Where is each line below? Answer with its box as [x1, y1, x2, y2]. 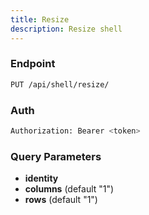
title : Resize [10, 14, 70, 25]
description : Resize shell [10, 24, 123, 34]
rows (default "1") [24, 194, 98, 206]
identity [24, 172, 59, 185]
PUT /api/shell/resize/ [10, 79, 110, 90]
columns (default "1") [24, 183, 115, 195]
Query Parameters [10, 149, 102, 163]
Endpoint [10, 57, 56, 71]
